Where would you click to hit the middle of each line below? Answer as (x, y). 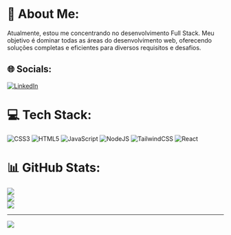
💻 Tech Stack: (49, 114)
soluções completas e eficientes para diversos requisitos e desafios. (104, 47)
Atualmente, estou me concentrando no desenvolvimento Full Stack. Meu (111, 33)
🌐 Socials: (30, 69)
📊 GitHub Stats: (54, 167)
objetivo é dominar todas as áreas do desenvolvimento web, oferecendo (109, 40)
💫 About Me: (43, 14)
